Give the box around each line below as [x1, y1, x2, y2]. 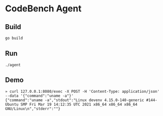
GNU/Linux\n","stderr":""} [5, 106, 61, 111]
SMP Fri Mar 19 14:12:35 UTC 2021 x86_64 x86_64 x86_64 [20, 102, 138, 107]
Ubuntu [5, 102, 19, 107]
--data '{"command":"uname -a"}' [5, 93, 74, 98]
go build [5, 36, 23, 40]
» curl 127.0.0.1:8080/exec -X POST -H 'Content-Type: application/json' [5, 89, 160, 94]
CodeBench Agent [5, 3, 82, 14]
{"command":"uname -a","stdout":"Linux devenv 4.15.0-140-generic [5, 97, 144, 103]
